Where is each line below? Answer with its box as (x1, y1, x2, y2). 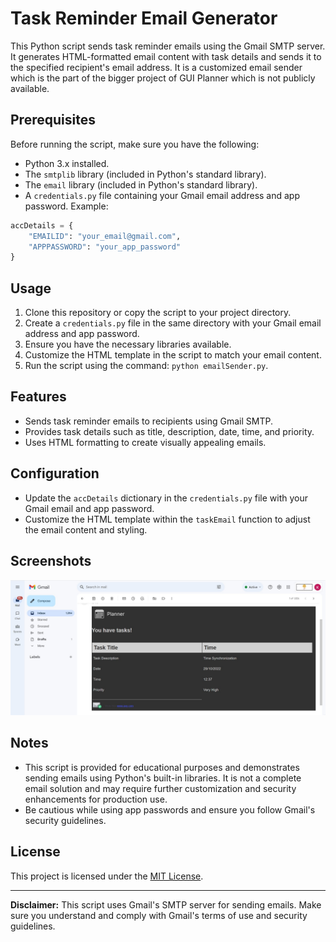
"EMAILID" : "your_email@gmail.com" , (28, 231, 182, 241)
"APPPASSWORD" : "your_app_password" (28, 242, 182, 252)
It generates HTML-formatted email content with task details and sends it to (10, 50, 322, 62)
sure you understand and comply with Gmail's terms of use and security (10, 909, 308, 921)
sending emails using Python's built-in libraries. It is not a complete (24, 772, 302, 784)
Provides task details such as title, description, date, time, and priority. (24, 425, 315, 437)
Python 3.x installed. (24, 157, 110, 169)
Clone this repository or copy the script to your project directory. (24, 307, 292, 319)
